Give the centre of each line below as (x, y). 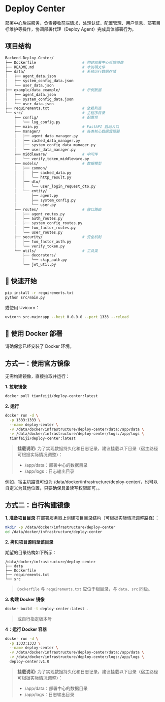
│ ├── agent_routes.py (39, 214)
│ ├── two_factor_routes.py (45, 228)
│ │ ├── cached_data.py (43, 173)
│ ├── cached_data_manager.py (47, 141)
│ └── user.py (35, 205)
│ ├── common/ (31, 168)
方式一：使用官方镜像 (37, 363)
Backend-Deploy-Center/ (30, 58)
